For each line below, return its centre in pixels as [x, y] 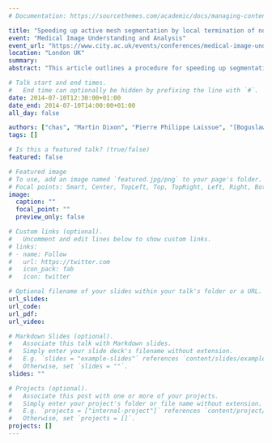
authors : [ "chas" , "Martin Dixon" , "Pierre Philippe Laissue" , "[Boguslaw [137, 128]
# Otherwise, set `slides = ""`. [68, 366]
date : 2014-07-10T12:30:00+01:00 [65, 98]
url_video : [27, 322]
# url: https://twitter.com [59, 262]
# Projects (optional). [49, 388]
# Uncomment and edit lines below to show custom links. [110, 239]
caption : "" [36, 202]
